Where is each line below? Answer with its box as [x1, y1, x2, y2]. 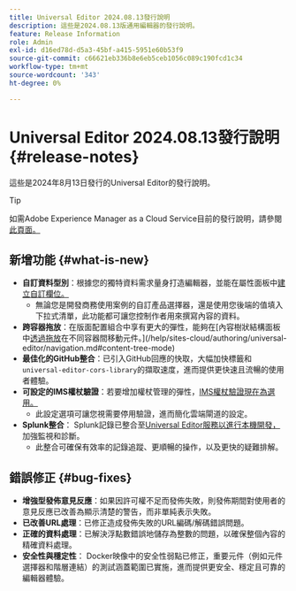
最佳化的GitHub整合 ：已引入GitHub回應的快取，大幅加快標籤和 [21, 353, 252, 364]
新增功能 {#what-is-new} [9, 252, 149, 267]
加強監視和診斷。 [21, 431, 85, 441]
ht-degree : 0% [9, 79, 62, 88]
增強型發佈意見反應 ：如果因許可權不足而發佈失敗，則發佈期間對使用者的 [21, 495, 285, 506]
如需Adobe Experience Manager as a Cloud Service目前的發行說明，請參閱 [9, 213, 283, 224]
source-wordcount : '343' [9, 71, 101, 80]
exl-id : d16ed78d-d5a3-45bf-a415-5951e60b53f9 [9, 46, 184, 55]
